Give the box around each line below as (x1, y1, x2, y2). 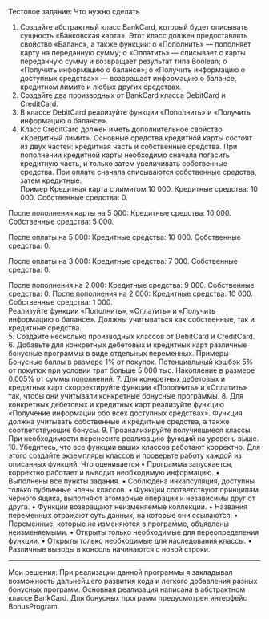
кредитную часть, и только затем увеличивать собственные (19, 159, 228, 168)
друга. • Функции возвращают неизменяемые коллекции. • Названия (8, 502, 248, 512)
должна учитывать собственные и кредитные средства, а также (8, 417, 230, 426)
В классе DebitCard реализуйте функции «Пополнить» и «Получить (19, 107, 251, 117)
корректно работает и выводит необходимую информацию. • (8, 468, 220, 477)
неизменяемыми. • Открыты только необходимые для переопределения (8, 528, 259, 536)
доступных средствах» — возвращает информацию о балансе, (19, 74, 237, 83)
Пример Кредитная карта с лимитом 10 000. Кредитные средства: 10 (19, 184, 259, 193)
